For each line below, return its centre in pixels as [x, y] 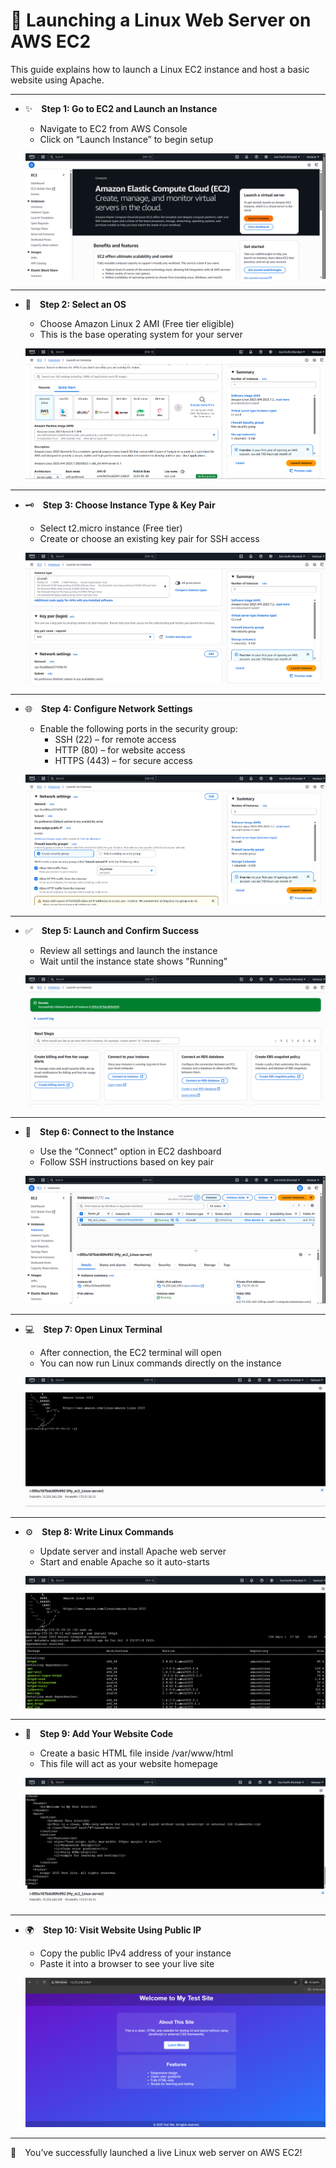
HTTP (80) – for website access [120, 750]
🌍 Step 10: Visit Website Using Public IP [113, 1930]
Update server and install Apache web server [133, 1551]
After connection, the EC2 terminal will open [130, 1352]
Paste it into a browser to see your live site [127, 1964]
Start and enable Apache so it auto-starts [124, 1562]
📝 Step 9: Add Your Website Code [99, 1734]
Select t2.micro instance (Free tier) [111, 528]
